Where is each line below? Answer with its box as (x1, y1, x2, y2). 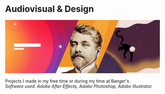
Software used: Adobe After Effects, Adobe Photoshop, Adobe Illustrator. (5, 83, 153, 89)
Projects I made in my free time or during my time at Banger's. (5, 78, 131, 84)
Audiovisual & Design (5, 3, 94, 15)
